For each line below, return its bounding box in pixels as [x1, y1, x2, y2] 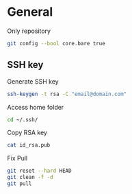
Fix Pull [7, 154, 28, 162]
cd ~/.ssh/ [7, 116, 38, 123]
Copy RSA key [7, 128, 48, 137]
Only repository [7, 27, 51, 35]
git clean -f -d [7, 174, 53, 181]
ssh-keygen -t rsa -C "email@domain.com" [7, 90, 127, 97]
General [7, 4, 53, 20]
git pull [7, 180, 32, 187]
